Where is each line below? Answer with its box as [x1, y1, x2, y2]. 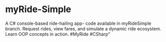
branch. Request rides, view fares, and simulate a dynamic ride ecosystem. [5, 25, 161, 31]
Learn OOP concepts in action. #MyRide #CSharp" [5, 31, 110, 37]
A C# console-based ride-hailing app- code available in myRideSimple [5, 20, 151, 26]
